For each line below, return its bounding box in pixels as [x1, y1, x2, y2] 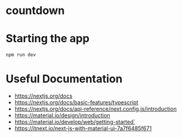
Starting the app [5, 32, 90, 46]
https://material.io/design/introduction [14, 112, 110, 119]
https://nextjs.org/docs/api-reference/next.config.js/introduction [14, 105, 177, 113]
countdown [5, 4, 65, 18]
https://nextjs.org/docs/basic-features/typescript [14, 99, 138, 106]
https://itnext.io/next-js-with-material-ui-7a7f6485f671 [14, 125, 152, 132]
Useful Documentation [5, 72, 123, 86]
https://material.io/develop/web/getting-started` [14, 118, 135, 126]
